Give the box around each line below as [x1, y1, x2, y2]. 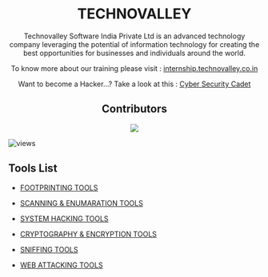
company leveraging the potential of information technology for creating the [9, 39, 260, 49]
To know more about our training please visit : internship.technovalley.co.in [10, 63, 258, 73]
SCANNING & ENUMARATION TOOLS [19, 198, 144, 208]
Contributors [101, 102, 168, 116]
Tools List [8, 161, 58, 176]
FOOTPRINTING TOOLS [19, 183, 98, 192]
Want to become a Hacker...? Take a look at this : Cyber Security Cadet [18, 79, 251, 89]
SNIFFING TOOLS [19, 244, 78, 254]
